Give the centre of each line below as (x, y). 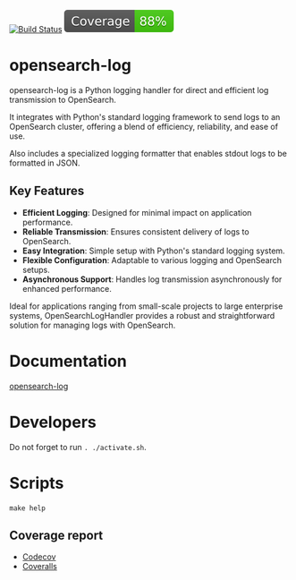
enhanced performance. (67, 288)
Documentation (68, 361)
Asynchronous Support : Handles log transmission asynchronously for (152, 279)
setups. (36, 269)
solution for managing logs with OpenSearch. (93, 325)
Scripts (37, 483)
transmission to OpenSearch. (63, 99)
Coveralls (40, 567)
